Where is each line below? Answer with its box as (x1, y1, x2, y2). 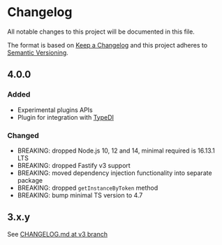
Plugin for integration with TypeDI (17, 113, 114, 121)
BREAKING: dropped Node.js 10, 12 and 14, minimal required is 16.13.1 (17, 146, 215, 155)
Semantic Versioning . (7, 48, 68, 57)
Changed (7, 130, 40, 140)
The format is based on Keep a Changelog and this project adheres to (7, 41, 208, 49)
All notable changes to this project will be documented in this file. (7, 27, 195, 36)
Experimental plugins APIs (17, 106, 93, 114)
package (17, 176, 43, 184)
